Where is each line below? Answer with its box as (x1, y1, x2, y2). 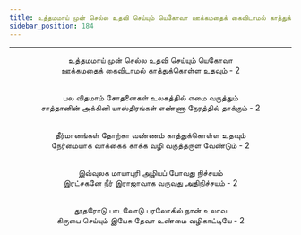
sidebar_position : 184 (9, 22, 94, 30)
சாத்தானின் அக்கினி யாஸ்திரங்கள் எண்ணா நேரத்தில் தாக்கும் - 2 (40, 102, 261, 113)
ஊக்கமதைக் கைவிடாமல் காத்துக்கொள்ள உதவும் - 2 (61, 65, 240, 75)
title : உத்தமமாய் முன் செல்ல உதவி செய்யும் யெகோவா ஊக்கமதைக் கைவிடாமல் (9, 13, 267, 22)
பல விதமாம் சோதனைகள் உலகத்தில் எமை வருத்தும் (62, 91, 239, 103)
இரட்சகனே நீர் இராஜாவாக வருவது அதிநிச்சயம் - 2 (63, 177, 238, 188)
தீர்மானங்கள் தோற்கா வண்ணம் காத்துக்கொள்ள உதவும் (55, 129, 246, 140)
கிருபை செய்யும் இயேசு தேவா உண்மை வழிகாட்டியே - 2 (56, 214, 245, 225)
